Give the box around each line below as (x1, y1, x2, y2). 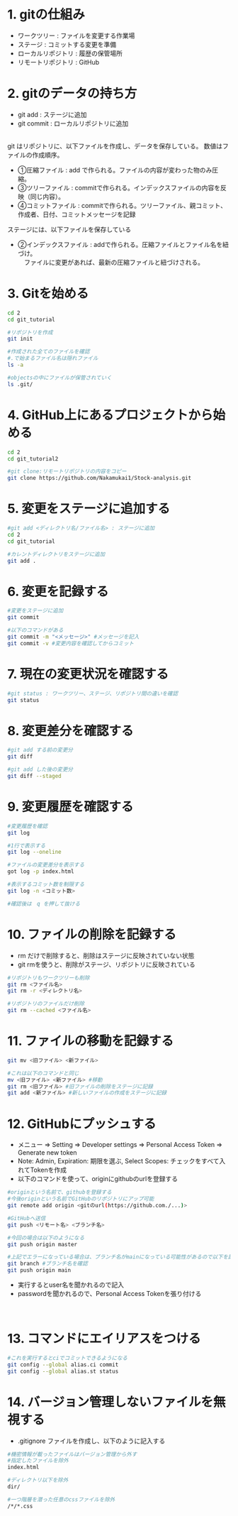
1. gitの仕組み (7, 6, 85, 23)
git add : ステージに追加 (17, 110, 87, 119)
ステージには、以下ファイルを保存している (7, 225, 132, 234)
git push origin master (7, 1241, 78, 1248)
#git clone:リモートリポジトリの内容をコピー (7, 468, 127, 476)
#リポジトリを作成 (7, 329, 53, 336)
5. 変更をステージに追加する (7, 501, 171, 517)
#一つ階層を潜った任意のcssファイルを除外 (7, 1495, 115, 1503)
